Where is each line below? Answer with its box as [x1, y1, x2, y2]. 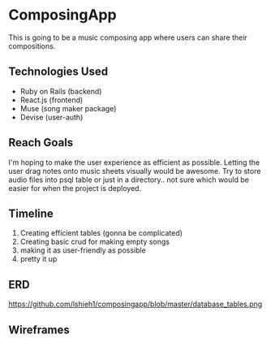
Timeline [8, 206, 54, 220]
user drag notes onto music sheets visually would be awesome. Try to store [8, 166, 261, 175]
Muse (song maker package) [19, 103, 117, 113]
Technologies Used [8, 65, 108, 79]
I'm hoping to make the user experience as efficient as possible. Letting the [8, 157, 260, 167]
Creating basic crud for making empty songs [19, 237, 170, 247]
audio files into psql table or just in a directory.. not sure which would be [8, 175, 249, 184]
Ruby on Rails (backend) [19, 86, 102, 96]
